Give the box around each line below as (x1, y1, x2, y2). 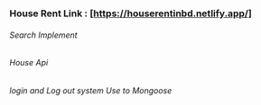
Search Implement (9, 30, 79, 40)
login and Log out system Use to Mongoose (9, 84, 172, 96)
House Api (9, 57, 49, 68)
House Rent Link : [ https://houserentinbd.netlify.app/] (9, 7, 253, 20)
